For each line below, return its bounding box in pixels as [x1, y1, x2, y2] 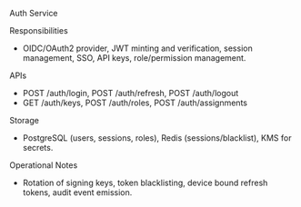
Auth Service [9, 8, 58, 18]
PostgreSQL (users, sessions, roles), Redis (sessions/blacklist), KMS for [22, 133, 292, 143]
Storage [9, 115, 39, 125]
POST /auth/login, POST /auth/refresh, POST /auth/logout [22, 88, 239, 98]
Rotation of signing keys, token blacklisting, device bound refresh [22, 177, 268, 188]
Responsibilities [9, 25, 68, 35]
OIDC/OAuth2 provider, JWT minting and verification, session [22, 43, 253, 54]
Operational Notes [9, 160, 78, 171]
